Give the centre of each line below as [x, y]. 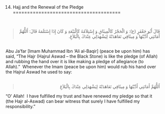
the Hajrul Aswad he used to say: [39, 72]
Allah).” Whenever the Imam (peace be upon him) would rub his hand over [81, 67]
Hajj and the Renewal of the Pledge [48, 7]
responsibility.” [21, 106]
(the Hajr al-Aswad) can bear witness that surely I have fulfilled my [73, 101]
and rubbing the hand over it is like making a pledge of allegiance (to [75, 61]
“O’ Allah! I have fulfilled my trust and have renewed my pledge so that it [79, 96]
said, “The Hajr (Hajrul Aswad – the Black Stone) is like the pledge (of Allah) [82, 56]
